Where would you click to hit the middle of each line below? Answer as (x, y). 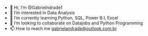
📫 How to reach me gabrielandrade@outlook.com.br (63, 28)
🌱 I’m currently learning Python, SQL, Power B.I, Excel (64, 18)
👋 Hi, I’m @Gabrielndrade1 (36, 8)
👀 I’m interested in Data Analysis (42, 13)
